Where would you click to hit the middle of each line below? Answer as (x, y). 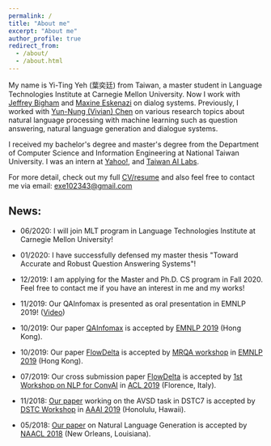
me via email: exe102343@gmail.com (70, 185)
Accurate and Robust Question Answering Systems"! (108, 263)
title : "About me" (39, 23)
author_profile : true (45, 38)
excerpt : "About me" (43, 31)
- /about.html (39, 62)
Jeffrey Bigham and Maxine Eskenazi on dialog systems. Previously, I (123, 103)
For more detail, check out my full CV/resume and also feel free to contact (131, 177)
